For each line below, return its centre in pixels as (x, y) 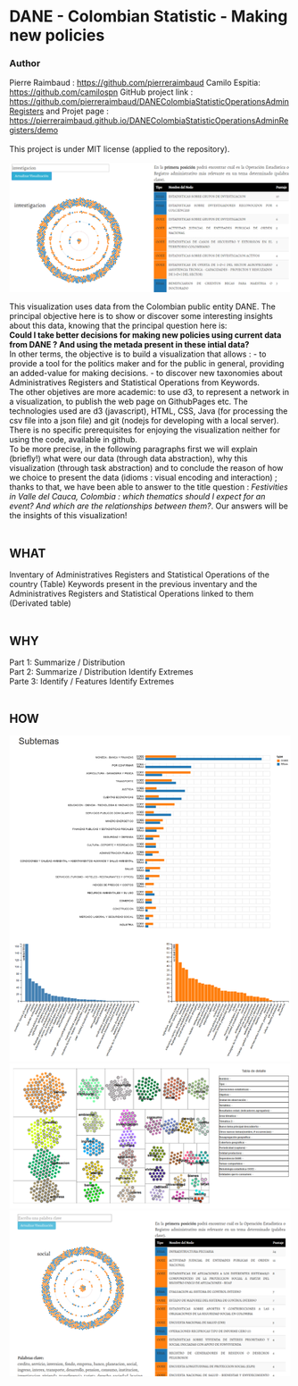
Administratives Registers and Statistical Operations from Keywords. (135, 382)
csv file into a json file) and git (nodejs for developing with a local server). (144, 421)
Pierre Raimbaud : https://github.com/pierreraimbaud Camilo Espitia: (135, 83)
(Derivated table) (40, 603)
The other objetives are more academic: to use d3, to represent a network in (149, 392)
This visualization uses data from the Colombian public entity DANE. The (143, 307)
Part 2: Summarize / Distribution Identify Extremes (101, 671)
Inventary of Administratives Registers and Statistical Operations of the (140, 575)
